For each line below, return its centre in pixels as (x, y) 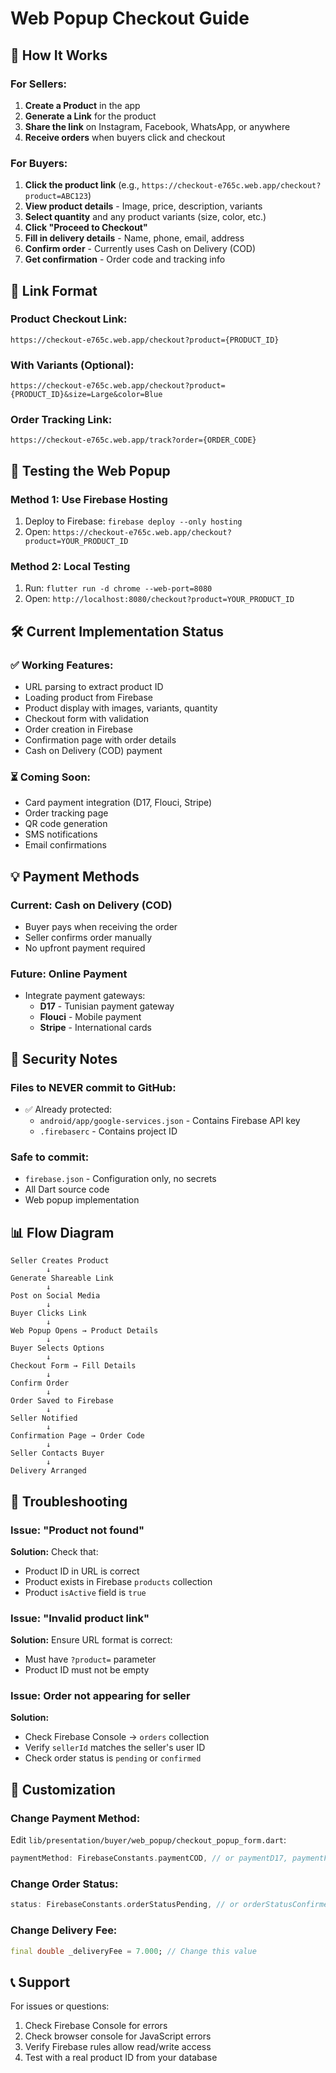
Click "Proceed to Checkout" (86, 228)
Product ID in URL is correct (82, 1571)
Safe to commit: (50, 1157)
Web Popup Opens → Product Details (84, 1331)
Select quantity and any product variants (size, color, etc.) (145, 217)
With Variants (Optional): (72, 365)
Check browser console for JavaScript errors (118, 2036)
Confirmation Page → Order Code (77, 1436)
